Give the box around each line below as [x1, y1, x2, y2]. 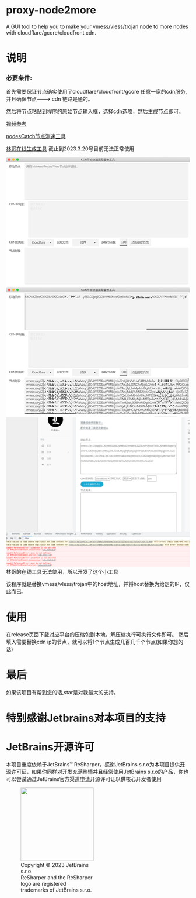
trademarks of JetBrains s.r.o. [20, 886, 92, 893]
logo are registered [20, 880, 66, 887]
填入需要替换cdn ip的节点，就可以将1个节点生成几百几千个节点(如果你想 [6, 638, 178, 645]
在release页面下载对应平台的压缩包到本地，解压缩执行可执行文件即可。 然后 [6, 630, 189, 638]
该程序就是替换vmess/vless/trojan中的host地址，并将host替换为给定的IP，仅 [6, 580, 190, 587]
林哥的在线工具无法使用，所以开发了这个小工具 [6, 568, 118, 575]
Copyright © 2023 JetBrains [20, 861, 89, 868]
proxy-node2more [6, 4, 96, 17]
